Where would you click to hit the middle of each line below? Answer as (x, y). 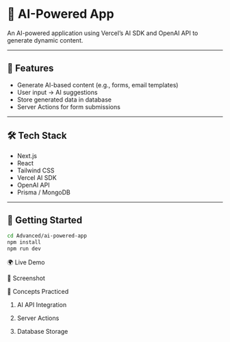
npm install (24, 242)
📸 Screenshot (26, 278)
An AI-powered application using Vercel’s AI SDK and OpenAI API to (103, 33)
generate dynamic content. (45, 40)
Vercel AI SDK (37, 177)
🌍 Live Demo (26, 262)
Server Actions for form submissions (69, 106)
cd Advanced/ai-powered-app (47, 236)
